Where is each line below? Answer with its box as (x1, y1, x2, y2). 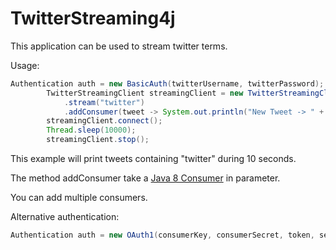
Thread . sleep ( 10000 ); (46, 125, 137, 136)
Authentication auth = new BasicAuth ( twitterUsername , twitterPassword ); (10, 78, 325, 89)
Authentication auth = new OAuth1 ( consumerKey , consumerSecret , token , (10, 230, 315, 241)
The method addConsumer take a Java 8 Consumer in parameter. (10, 172, 281, 184)
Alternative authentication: (10, 211, 120, 223)
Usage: (10, 59, 40, 71)
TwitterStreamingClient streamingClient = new (46, 88, 244, 98)
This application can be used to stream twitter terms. (10, 40, 228, 52)
